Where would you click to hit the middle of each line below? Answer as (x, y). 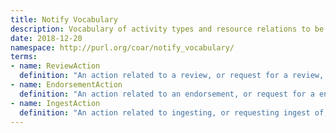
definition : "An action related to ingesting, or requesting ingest (165, 112)
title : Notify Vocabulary (64, 19)
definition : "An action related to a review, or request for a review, (172, 76)
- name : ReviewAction (55, 66)
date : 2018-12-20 (46, 38)
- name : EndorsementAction (66, 85)
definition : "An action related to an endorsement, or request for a (167, 94)
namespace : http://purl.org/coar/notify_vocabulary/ (122, 47)
